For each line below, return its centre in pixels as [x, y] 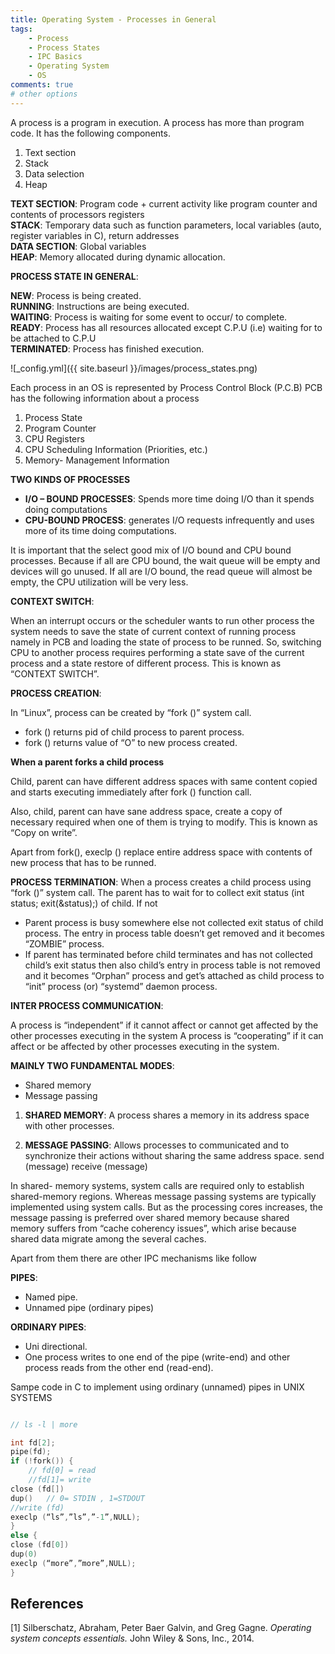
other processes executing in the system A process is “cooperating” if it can [167, 1035]
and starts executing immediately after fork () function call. [131, 792]
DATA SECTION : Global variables [78, 246]
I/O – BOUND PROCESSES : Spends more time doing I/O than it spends [169, 498]
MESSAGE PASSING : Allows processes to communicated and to [157, 1145]
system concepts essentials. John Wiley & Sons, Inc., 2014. [132, 1638]
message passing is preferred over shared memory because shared [150, 1217]
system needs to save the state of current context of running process [153, 631]
